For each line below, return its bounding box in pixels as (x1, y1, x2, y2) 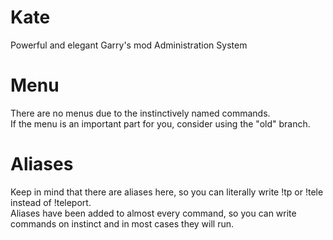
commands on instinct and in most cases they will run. (10, 217, 235, 230)
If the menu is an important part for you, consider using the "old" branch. (10, 117, 311, 130)
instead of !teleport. (10, 196, 92, 208)
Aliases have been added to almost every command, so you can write (10, 207, 297, 219)
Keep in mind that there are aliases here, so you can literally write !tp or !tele (10, 186, 324, 198)
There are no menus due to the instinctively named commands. (10, 107, 271, 119)
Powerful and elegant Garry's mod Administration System (10, 39, 248, 51)
